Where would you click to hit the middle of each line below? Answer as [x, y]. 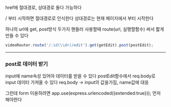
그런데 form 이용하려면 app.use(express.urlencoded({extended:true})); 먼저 [83, 93]
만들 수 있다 [17, 35]
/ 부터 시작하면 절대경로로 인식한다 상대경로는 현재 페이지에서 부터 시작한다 [79, 18]
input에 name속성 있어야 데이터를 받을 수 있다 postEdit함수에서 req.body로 [80, 76]
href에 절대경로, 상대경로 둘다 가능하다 [44, 7]
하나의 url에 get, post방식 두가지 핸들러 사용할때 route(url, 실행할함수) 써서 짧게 [85, 29]
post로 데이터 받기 [27, 64]
